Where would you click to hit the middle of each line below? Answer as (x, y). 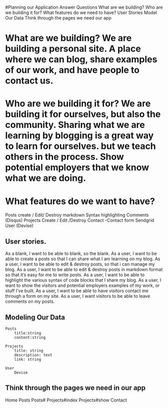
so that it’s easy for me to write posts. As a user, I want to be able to (75, 275)
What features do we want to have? (80, 201)
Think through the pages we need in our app (75, 388)
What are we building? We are (68, 38)
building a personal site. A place (73, 49)
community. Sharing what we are (75, 125)
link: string (28, 359)
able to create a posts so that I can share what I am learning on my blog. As (83, 259)
